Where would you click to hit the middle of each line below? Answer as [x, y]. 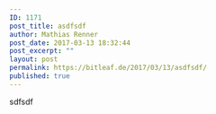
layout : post [34, 59]
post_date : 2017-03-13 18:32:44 [70, 43]
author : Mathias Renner [54, 34]
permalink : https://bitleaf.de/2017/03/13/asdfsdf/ [108, 68]
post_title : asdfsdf [48, 26]
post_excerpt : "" [42, 51]
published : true [40, 76]
